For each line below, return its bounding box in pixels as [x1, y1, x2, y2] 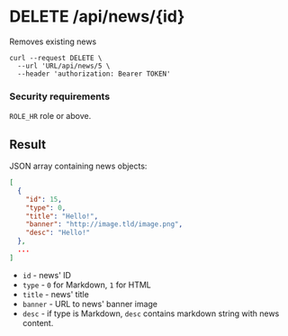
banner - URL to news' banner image [22, 298, 158, 309]
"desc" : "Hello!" [25, 228, 91, 238]
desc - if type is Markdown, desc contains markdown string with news [22, 308, 280, 319]
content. [22, 317, 54, 328]
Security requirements [9, 90, 111, 103]
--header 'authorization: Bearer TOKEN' [17, 69, 171, 78]
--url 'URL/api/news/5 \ [17, 61, 111, 70]
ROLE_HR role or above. [9, 111, 92, 122]
